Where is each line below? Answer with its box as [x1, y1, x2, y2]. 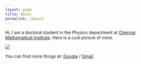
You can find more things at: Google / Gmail [5, 53, 93, 59]
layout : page [5, 7, 32, 12]
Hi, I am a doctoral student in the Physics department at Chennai [5, 30, 136, 36]
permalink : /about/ [5, 16, 45, 21]
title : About [5, 12, 32, 17]
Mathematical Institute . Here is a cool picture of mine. [5, 35, 113, 41]
